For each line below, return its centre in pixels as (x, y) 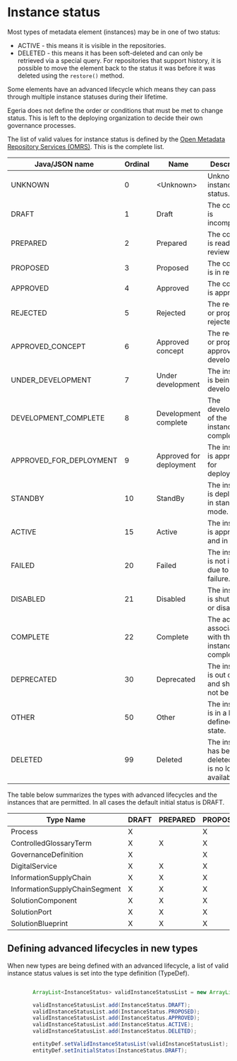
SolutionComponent (44, 900)
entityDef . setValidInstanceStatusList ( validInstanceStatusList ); (131, 1044)
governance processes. (42, 125)
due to (218, 569)
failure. (219, 579)
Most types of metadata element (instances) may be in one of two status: (114, 32)
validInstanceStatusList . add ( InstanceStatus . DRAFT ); (112, 1005)
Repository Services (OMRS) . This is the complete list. (86, 146)
